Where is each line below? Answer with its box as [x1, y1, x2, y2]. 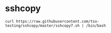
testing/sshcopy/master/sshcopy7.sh [5, 23, 80, 28]
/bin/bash [86, 23, 106, 28]
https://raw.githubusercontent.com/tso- [16, 19, 99, 24]
